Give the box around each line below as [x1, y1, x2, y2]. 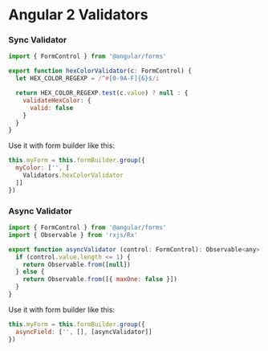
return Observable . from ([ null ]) [22, 260, 131, 268]
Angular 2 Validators [8, 6, 148, 24]
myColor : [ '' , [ [15, 164, 70, 172]
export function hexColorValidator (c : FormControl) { [8, 67, 193, 76]
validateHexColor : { [22, 96, 91, 104]
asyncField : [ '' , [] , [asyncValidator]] [15, 328, 152, 336]
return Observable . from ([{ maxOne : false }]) [22, 275, 178, 284]
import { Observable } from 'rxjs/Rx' [8, 231, 138, 239]
